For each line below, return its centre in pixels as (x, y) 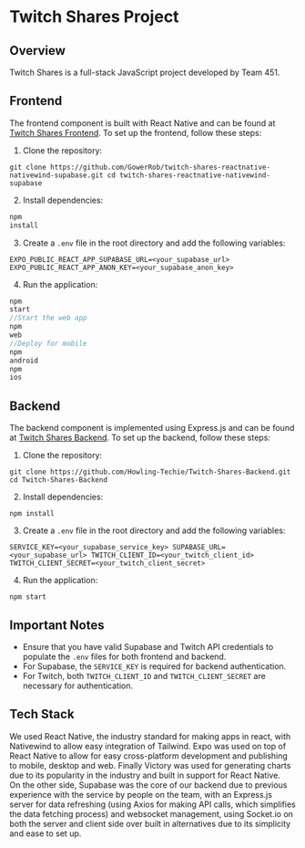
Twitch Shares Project (94, 17)
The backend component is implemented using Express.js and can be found (152, 428)
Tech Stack (42, 714)
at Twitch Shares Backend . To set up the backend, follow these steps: (140, 438)
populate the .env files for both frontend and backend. (124, 656)
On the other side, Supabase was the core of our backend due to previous (148, 785)
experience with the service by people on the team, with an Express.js (141, 794)
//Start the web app (49, 318)
